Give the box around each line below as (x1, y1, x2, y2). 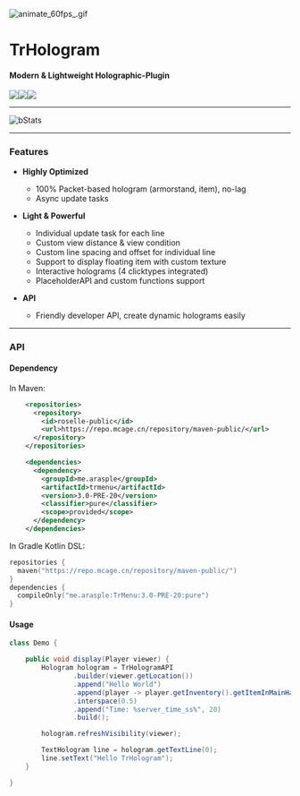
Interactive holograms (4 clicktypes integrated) (35, 265, 209, 277)
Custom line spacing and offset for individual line (35, 246, 216, 257)
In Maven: (9, 382, 46, 393)
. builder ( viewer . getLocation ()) (72, 672, 194, 680)
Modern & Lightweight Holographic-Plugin (9, 70, 170, 81)
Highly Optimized (21, 166, 89, 176)
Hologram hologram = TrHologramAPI (41, 663, 174, 672)
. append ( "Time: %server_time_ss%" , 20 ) (72, 705, 221, 714)
